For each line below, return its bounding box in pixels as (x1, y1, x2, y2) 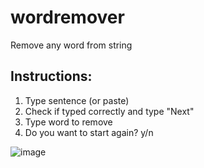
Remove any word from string (10, 39, 133, 51)
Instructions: (10, 68, 93, 85)
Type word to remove (24, 116, 113, 128)
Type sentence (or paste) (24, 94, 130, 106)
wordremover (10, 6, 125, 29)
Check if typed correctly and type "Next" (24, 105, 195, 117)
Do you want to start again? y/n (24, 126, 154, 138)
